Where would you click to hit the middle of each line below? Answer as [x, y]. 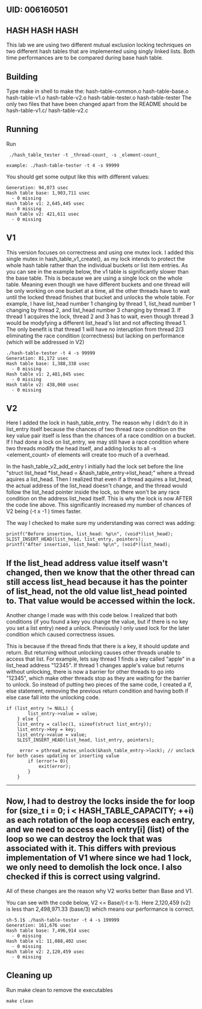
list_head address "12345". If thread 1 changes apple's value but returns [95, 665]
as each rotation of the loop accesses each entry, [101, 820]
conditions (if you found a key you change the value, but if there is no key [97, 622]
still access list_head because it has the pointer [97, 582]
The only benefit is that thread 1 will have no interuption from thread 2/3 [95, 329]
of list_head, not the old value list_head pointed [97, 591]
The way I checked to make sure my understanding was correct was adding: [101, 523]
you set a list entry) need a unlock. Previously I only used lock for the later [98, 628]
